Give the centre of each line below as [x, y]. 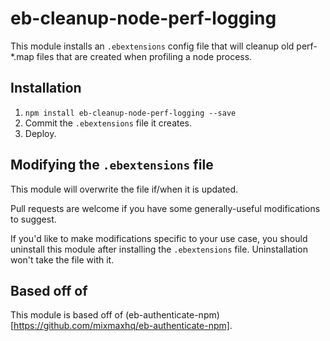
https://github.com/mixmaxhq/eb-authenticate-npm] [121, 326]
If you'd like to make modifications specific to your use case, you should [159, 238]
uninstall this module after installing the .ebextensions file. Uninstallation [159, 249]
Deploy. [40, 133]
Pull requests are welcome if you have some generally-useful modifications [165, 208]
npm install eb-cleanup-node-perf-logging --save [130, 113]
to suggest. [33, 219]
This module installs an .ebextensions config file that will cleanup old [152, 46]
